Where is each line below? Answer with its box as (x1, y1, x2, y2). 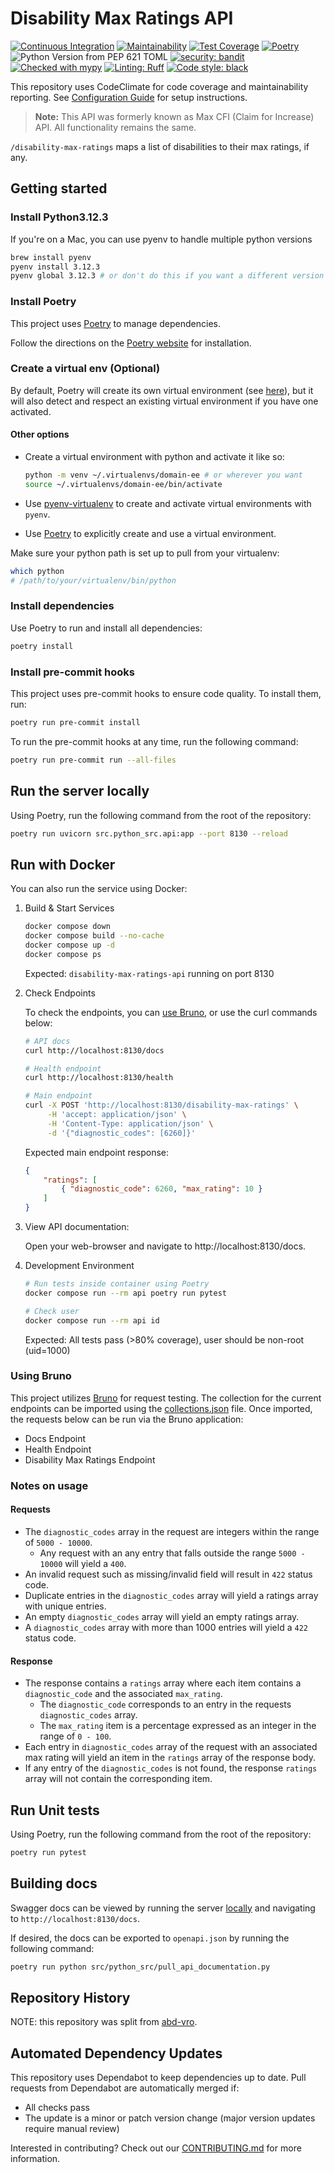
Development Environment (24, 1260, 135, 1272)
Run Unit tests (10, 1802, 100, 1819)
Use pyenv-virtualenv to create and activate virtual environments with (24, 497, 312, 509)
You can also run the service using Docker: (10, 883, 188, 895)
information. (10, 2153, 61, 2165)
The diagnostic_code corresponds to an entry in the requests (39, 1698, 292, 1711)
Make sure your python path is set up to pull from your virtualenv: (10, 547, 280, 559)
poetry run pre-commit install (10, 718, 141, 728)
